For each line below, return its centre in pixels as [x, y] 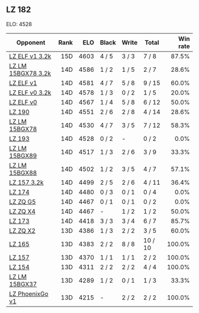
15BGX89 [23, 156]
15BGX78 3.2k [30, 73]
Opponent [31, 42]
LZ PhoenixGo [29, 293]
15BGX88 [23, 173]
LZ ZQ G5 [23, 201]
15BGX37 [23, 284]
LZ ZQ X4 [22, 211]
